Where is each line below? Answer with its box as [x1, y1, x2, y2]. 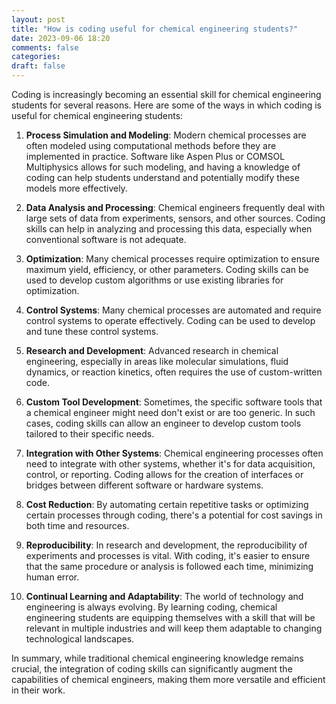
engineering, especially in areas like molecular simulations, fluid [25, 356, 289, 367]
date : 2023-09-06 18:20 [11, 33, 111, 43]
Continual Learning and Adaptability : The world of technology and [25, 591, 304, 602]
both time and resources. [25, 520, 130, 531]
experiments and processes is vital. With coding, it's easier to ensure [25, 550, 311, 561]
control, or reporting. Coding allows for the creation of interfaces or [25, 469, 304, 480]
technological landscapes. [25, 633, 135, 645]
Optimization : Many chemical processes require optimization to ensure [25, 253, 320, 265]
